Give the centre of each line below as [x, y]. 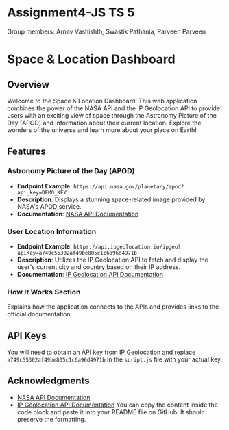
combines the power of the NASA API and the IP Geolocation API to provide [114, 108]
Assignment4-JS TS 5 [71, 13]
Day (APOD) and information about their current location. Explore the [104, 123]
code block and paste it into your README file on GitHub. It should [111, 412]
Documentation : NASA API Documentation [78, 214]
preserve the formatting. [51, 419]
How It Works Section [44, 292]
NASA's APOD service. [49, 206]
